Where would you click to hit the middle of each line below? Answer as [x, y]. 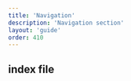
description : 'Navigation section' [66, 23]
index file [31, 69]
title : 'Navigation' [42, 15]
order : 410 [26, 37]
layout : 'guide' [35, 30]
